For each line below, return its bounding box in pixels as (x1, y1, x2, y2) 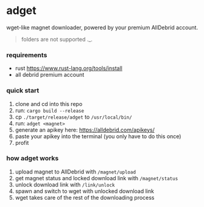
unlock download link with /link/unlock (15, 181, 115, 188)
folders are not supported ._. (21, 35, 93, 43)
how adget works (6, 154, 59, 163)
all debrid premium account (15, 71, 85, 79)
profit (15, 139, 29, 146)
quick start (6, 86, 40, 95)
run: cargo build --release (15, 107, 84, 114)
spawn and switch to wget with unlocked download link (15, 187, 154, 195)
